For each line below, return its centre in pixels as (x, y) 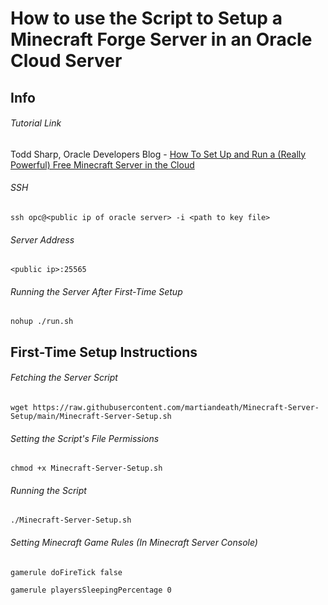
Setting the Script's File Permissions (85, 438)
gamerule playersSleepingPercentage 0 (91, 590)
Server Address (42, 239)
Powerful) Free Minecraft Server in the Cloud (102, 164)
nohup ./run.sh (42, 322)
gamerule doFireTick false (66, 572)
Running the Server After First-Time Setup (96, 291)
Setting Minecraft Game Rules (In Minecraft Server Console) (134, 542)
